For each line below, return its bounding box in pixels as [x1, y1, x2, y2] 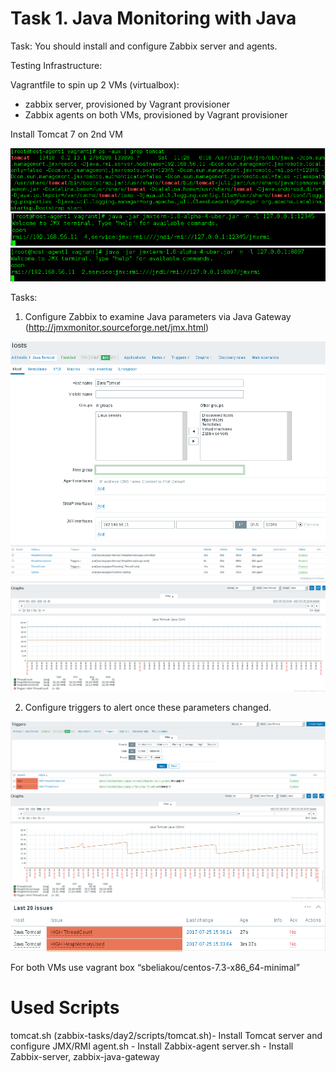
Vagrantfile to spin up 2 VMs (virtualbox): [10, 78, 180, 91]
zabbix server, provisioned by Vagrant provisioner [24, 98, 231, 110]
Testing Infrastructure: [10, 59, 103, 71]
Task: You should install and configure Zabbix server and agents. [10, 40, 278, 52]
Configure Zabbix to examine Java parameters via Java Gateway [24, 310, 292, 322]
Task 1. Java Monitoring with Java [10, 7, 297, 30]
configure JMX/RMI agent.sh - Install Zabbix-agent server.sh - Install [10, 1040, 294, 1052]
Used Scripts [10, 997, 120, 1019]
